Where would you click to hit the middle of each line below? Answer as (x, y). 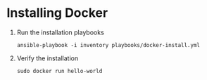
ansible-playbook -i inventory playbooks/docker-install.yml (108, 45)
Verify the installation (48, 58)
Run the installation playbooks (61, 32)
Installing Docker (57, 13)
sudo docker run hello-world (59, 71)
